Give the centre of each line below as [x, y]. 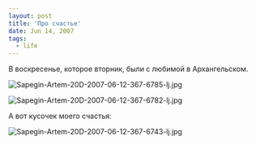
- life [27, 46]
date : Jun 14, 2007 [41, 31]
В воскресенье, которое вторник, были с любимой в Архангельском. [128, 69]
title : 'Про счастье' [45, 23]
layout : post [30, 16]
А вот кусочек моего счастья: [60, 116]
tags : [17, 38]
